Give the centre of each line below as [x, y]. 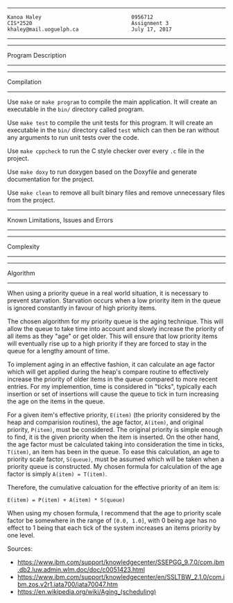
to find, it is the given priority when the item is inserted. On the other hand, [114, 437]
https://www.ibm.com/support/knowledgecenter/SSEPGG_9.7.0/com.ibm [121, 562]
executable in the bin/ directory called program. [76, 109]
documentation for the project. [51, 179]
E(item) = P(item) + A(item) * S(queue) [67, 500]
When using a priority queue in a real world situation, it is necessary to [108, 293]
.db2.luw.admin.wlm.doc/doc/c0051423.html [81, 570]
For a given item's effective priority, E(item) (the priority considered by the [114, 415]
